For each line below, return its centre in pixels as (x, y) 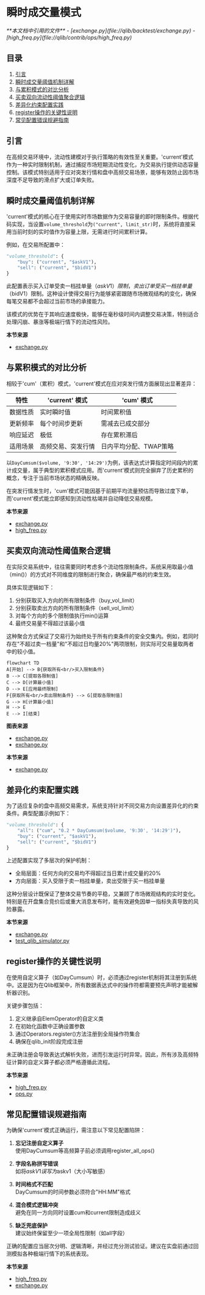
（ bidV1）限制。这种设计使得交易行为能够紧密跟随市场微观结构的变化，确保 (101, 293)
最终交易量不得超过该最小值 (50, 623)
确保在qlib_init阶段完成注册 (49, 1041)
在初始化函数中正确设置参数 (50, 1026)
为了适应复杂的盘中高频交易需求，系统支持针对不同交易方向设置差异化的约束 (103, 806)
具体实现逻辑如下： (31, 587)
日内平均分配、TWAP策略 (137, 446)
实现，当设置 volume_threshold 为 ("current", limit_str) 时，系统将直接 (101, 224)
